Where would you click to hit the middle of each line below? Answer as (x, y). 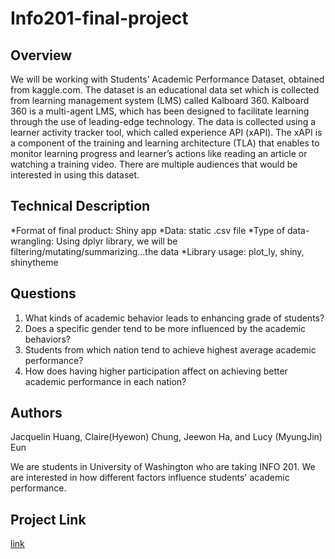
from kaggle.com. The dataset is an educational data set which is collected (165, 90)
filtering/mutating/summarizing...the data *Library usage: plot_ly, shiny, (157, 251)
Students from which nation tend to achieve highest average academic (170, 349)
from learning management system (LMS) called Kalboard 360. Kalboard (160, 100)
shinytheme (34, 262)
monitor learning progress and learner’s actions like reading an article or (159, 153)
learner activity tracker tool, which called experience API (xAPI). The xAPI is (166, 132)
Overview (41, 55)
